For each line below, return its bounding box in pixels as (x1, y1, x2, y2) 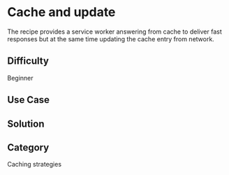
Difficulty (7, 55, 49, 67)
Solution (7, 118, 45, 129)
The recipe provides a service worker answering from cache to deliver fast (7, 27, 222, 36)
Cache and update (7, 4, 116, 20)
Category (7, 141, 50, 153)
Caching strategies (7, 160, 61, 169)
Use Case (7, 94, 50, 106)
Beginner (7, 73, 34, 82)
